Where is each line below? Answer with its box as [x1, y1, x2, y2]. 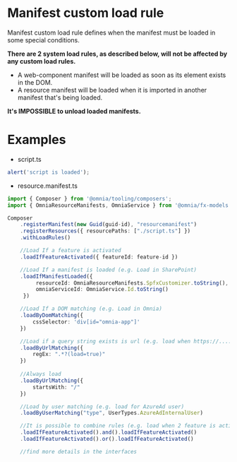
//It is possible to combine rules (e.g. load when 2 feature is [20, 422, 217, 430]
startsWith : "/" [32, 384, 80, 391]
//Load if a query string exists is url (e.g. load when [20, 338, 191, 345]
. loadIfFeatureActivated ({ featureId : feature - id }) [20, 253, 178, 261]
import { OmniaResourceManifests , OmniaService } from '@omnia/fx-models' [7, 201, 232, 209]
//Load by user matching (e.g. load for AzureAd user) [20, 403, 185, 410]
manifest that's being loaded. [17, 93, 103, 102]
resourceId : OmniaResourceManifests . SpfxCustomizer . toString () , [35, 279, 229, 287]
